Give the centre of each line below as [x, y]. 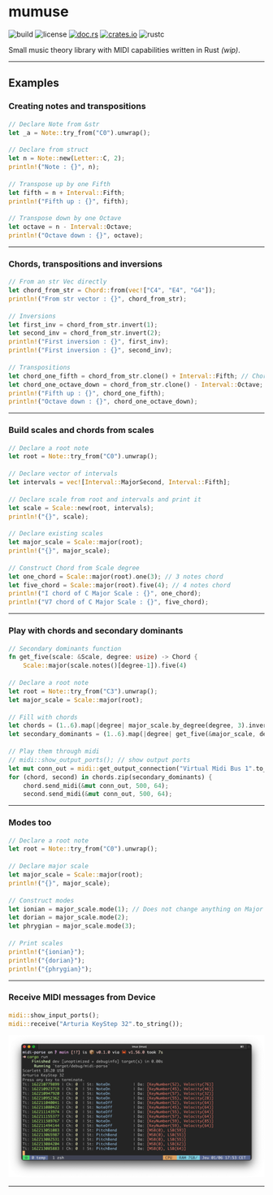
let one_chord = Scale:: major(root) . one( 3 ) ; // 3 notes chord [116, 576]
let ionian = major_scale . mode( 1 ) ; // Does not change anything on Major [136, 909]
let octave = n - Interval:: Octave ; [70, 227]
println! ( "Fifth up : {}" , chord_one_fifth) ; [87, 393]
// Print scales [36, 944]
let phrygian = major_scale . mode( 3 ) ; [72, 926]
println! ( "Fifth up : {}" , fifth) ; [69, 201]
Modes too [30, 823]
